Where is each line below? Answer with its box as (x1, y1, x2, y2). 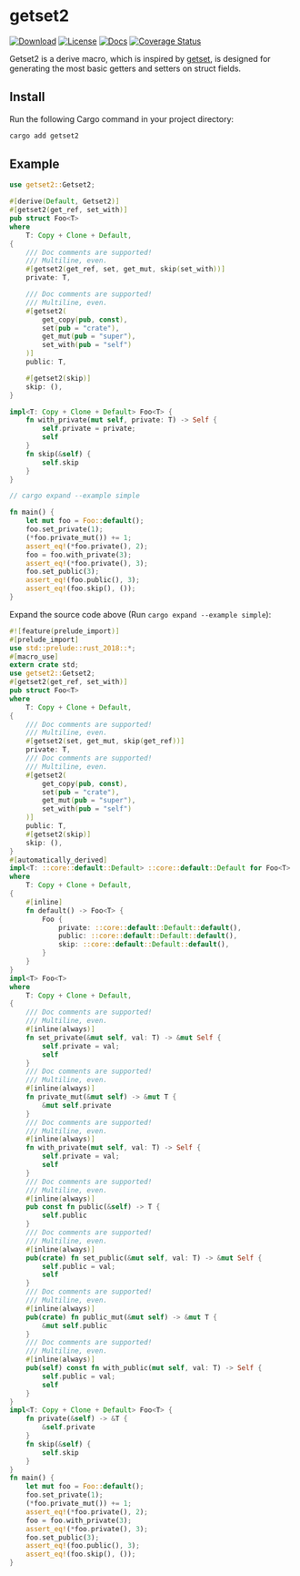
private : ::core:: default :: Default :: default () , (57, 923, 243, 932)
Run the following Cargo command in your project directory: (9, 113, 235, 124)
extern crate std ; (9, 660, 79, 670)
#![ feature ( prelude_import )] (9, 626, 120, 636)
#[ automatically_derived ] (9, 855, 107, 865)
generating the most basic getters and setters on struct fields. (9, 63, 242, 74)
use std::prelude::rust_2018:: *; (9, 643, 136, 652)
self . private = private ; (42, 425, 136, 434)
